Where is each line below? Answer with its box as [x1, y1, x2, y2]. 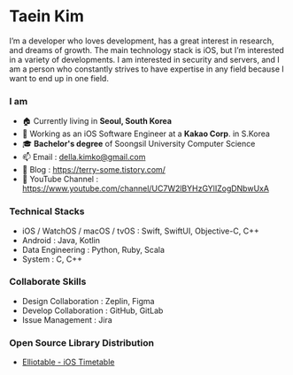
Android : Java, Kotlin [21, 234, 100, 245]
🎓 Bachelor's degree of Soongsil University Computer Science [21, 139, 256, 149]
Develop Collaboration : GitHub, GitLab [21, 305, 164, 316]
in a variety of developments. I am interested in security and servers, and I [9, 54, 281, 65]
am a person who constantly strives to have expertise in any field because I [9, 64, 285, 74]
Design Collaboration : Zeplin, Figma [21, 295, 155, 306]
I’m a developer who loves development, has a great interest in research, [9, 35, 274, 46]
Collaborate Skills [9, 276, 87, 288]
